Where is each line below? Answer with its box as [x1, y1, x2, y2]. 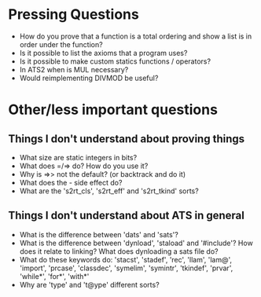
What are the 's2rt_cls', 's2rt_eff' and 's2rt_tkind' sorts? [19, 186, 199, 196]
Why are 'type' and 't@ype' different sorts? [19, 280, 160, 289]
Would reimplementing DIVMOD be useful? [19, 73, 159, 82]
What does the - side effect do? [19, 178, 123, 187]
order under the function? [19, 39, 104, 49]
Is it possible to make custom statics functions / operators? [19, 57, 211, 66]
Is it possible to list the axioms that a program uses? [19, 48, 188, 57]
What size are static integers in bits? [19, 152, 138, 162]
